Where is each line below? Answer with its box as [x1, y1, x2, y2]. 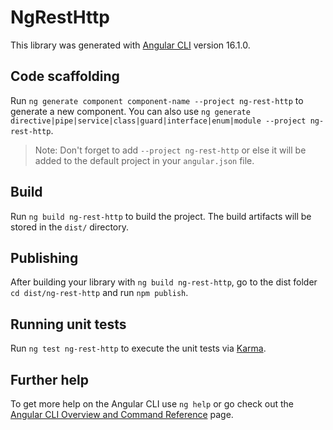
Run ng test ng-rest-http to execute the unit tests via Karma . [10, 342, 267, 355]
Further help [10, 371, 90, 388]
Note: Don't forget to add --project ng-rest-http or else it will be [34, 144, 307, 156]
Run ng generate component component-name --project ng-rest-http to [10, 94, 304, 106]
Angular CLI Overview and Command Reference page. [10, 409, 234, 420]
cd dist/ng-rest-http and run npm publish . [10, 287, 189, 299]
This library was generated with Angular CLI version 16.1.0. [10, 39, 251, 51]
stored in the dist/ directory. [10, 221, 130, 233]
